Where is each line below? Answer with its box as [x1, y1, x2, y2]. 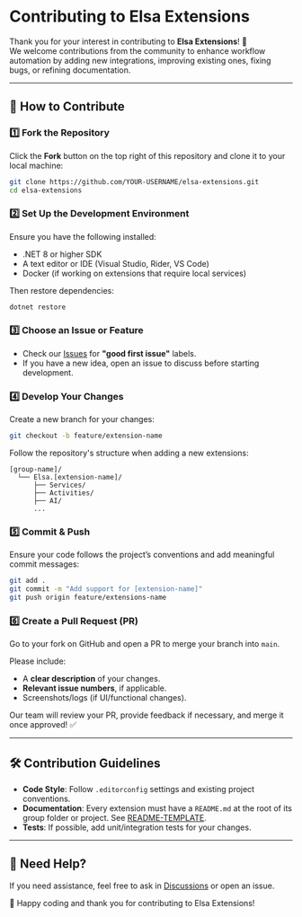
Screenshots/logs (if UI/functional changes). [22, 692, 187, 703]
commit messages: [9, 559, 80, 569]
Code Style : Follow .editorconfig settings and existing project [22, 784, 254, 795]
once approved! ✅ [9, 719, 77, 730]
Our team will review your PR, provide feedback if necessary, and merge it [9, 710, 285, 720]
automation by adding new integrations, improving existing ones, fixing [9, 55, 271, 66]
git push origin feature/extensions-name [9, 593, 167, 603]
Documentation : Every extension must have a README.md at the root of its [22, 803, 292, 814]
